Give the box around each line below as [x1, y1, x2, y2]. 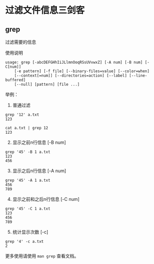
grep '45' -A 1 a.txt [5, 178, 51, 183]
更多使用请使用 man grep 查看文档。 [5, 253, 79, 259]
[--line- [129, 73, 147, 78]
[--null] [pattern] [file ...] [14, 82, 80, 87]
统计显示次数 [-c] [12, 229, 49, 235]
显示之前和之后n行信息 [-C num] [12, 196, 80, 202]
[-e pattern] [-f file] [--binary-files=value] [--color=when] [14, 69, 150, 74]
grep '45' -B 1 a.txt [5, 149, 51, 154]
